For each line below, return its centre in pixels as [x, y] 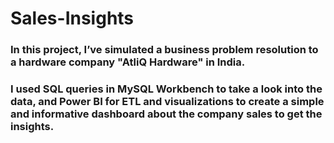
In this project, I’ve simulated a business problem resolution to [164, 50]
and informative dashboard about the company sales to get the [166, 114]
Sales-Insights [72, 18]
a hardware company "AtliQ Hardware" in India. [128, 62]
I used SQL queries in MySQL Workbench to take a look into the [166, 89]
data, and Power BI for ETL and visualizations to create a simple [167, 102]
